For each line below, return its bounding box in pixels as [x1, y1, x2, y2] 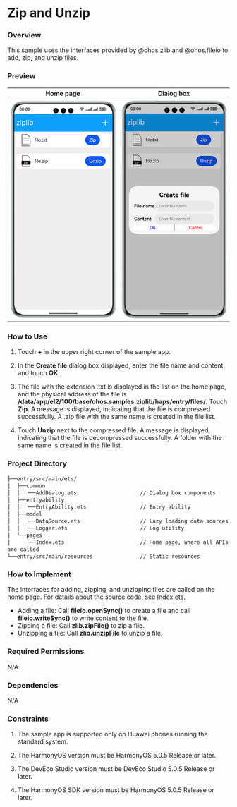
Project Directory [7, 459, 68, 468]
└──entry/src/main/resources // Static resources [7, 553, 200, 560]
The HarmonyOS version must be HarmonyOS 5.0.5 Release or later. [17, 751, 217, 760]
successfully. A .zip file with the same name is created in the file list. [17, 412, 217, 420]
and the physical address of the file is [17, 389, 127, 398]
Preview [7, 71, 36, 81]
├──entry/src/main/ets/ [7, 475, 78, 483]
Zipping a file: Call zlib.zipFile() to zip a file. [17, 621, 145, 630]
